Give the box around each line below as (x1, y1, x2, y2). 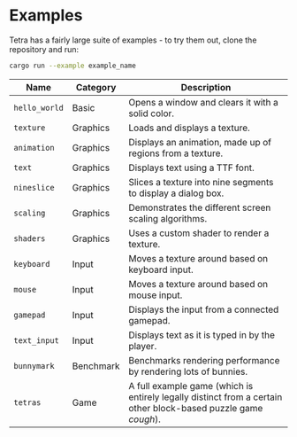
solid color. (127, 107, 175, 120)
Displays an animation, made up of (127, 136, 272, 148)
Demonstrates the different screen (127, 201, 271, 214)
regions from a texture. (127, 147, 224, 160)
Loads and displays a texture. (127, 121, 250, 134)
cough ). (127, 413, 161, 425)
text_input (13, 335, 59, 346)
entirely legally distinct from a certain (127, 391, 283, 403)
